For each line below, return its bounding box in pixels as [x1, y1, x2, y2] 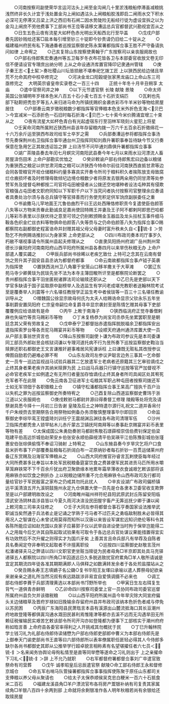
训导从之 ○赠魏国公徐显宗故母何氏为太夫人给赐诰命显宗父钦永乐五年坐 [5, 295, 160, 301]
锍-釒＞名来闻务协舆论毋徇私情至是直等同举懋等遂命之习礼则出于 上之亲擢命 [5, 649, 163, 655]
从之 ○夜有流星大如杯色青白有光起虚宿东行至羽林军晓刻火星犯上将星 [5, 118, 156, 124]
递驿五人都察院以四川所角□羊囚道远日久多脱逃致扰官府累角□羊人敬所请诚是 [5, 554, 163, 560]
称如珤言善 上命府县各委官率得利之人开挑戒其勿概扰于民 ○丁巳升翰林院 [5, 624, 162, 630]
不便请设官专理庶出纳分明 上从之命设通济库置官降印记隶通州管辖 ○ [9, 61, 157, 67]
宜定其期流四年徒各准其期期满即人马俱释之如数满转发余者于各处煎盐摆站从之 [5, 561, 164, 566]
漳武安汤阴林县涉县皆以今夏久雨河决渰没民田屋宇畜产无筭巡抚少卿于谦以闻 [5, 498, 159, 503]
